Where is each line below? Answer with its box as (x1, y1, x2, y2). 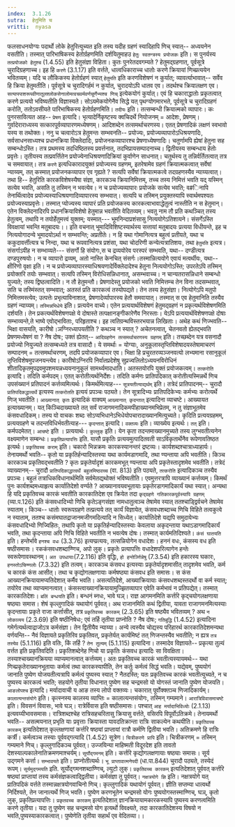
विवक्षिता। (162, 647, 185, 655)
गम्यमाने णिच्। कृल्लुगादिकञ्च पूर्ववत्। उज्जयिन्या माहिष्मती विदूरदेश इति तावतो (7, 741, 176, 750)
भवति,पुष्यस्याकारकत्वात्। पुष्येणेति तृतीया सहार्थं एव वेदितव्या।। (7, 812, 145, 820)
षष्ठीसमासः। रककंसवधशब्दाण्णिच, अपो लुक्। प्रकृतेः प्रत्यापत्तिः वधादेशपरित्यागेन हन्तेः (7, 545, 190, 553)
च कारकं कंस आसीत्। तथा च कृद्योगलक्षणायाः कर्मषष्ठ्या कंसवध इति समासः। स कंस (7, 568, 191, 576)
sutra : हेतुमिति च (7, 17, 52, 24)
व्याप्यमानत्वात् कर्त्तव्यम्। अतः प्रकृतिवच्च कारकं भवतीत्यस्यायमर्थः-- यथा (54, 655, 209, 663)
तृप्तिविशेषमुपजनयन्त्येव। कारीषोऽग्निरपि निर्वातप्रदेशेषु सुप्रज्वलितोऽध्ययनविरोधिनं (7, 357, 177, 365)
